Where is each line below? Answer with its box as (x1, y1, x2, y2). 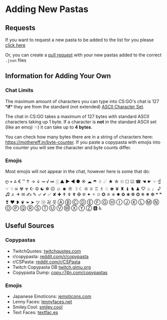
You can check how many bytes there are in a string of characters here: (5, 134, 153, 140)
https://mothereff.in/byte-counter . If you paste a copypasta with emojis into (5, 139, 160, 145)
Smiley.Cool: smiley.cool (12, 304, 63, 310)
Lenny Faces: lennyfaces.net (12, 298, 72, 304)
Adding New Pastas (5, 4, 89, 15)
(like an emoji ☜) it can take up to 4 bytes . (5, 124, 93, 130)
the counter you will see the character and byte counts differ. (5, 144, 131, 150)
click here (5, 42, 26, 48)
